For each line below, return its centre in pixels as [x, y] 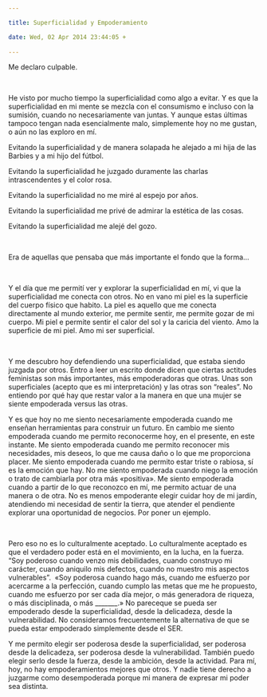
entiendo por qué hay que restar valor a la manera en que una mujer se [125, 395]
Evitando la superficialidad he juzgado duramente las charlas [108, 172]
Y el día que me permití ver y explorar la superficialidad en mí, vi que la [125, 288]
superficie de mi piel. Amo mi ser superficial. [82, 331]
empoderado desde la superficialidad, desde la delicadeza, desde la [120, 612]
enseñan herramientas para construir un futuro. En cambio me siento [122, 428]
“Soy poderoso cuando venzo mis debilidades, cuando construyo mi [120, 560]
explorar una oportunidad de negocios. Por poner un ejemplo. [110, 513]
